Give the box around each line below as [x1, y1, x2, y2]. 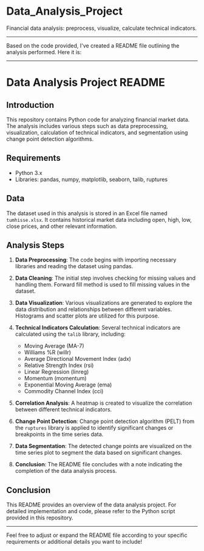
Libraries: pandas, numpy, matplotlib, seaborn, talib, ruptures [15, 176, 168, 183]
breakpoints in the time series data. [15, 431, 104, 438]
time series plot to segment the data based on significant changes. [15, 449, 183, 457]
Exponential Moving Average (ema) [24, 381, 112, 388]
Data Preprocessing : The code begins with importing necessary [15, 256, 177, 263]
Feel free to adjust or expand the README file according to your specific [6, 531, 188, 539]
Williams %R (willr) [24, 349, 72, 356]
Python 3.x [15, 169, 42, 176]
